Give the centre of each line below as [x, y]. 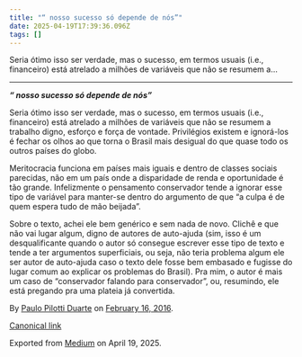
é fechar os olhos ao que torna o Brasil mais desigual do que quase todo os [149, 141]
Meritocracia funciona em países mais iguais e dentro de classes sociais [143, 168]
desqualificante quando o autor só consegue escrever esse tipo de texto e [147, 243]
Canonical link [36, 326]
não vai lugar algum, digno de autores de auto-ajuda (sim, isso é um [135, 234]
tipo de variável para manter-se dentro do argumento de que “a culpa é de [147, 197]
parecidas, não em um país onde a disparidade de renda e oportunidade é [147, 178]
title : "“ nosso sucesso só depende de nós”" [96, 18]
